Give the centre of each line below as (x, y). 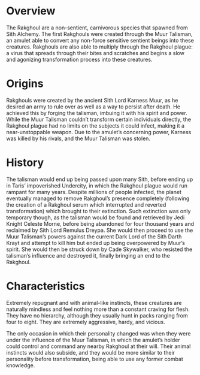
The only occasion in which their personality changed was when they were (99, 333)
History (25, 163)
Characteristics (46, 286)
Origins (25, 84)
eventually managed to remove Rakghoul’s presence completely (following (98, 198)
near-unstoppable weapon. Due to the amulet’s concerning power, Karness (99, 132)
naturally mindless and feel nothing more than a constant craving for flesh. (98, 309)
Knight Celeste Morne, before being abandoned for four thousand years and (100, 223)
